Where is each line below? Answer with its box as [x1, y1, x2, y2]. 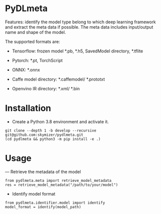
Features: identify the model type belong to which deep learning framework [5, 19, 156, 25]
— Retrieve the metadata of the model [5, 168, 81, 175]
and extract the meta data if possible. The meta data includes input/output [5, 24, 154, 30]
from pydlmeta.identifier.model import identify [5, 200, 105, 205]
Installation [5, 103, 51, 114]
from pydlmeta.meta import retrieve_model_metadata [5, 178, 112, 183]
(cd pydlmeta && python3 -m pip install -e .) [5, 136, 101, 141]
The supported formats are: [5, 38, 60, 44]
